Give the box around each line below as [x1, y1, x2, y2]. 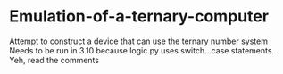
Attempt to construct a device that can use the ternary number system [9, 36, 268, 46]
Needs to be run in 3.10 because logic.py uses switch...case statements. [9, 45, 275, 55]
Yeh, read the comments [9, 54, 100, 65]
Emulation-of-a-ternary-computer [9, 6, 270, 27]
